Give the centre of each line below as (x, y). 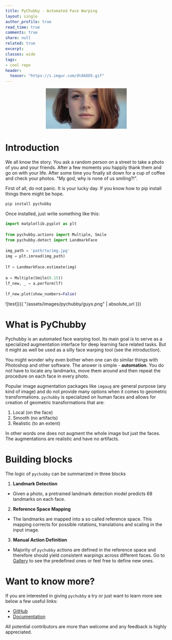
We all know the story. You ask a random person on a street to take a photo (85, 162)
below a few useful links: (32, 601)
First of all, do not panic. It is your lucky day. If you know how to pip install (83, 189)
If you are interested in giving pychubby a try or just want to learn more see (84, 596)
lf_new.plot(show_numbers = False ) (41, 294)
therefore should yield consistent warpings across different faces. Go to (89, 555)
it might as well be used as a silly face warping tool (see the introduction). (83, 350)
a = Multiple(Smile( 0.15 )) (34, 278)
